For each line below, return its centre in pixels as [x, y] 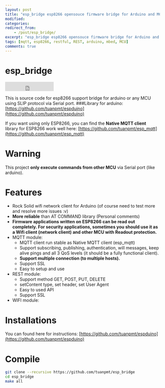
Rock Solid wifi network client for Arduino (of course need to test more [84, 206]
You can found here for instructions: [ [43, 334]
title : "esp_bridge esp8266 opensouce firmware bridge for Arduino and [80, 14]
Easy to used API [37, 290]
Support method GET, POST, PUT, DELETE [63, 280]
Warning [23, 154]
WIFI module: [26, 300]
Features [24, 192]
